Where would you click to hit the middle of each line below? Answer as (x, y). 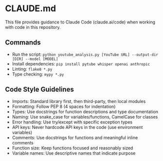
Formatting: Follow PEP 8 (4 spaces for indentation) (64, 106)
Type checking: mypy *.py (38, 74)
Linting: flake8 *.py (32, 69)
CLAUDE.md (31, 9)
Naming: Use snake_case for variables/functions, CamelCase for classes (85, 117)
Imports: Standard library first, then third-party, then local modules (79, 101)
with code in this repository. (33, 27)
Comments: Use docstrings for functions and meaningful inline (75, 138)
